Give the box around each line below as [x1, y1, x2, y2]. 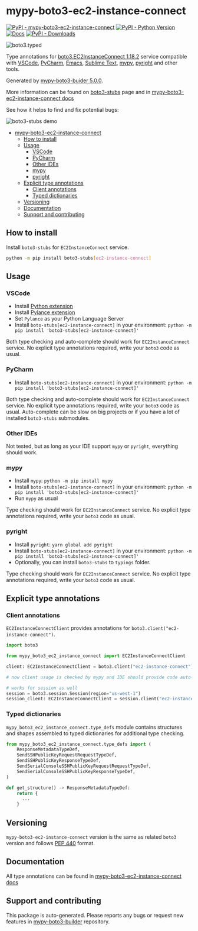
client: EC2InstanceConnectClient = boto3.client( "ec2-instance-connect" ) [6, 664, 194, 670]
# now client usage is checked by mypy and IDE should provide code [6, 674, 178, 680]
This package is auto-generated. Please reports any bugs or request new [6, 911, 184, 919]
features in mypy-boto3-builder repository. [6, 918, 110, 925]
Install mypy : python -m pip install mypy [14, 477, 113, 484]
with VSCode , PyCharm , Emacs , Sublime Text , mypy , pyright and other [6, 59, 178, 66]
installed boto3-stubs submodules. [6, 414, 90, 421]
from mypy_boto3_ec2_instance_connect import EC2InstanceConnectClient [6, 653, 186, 659]
